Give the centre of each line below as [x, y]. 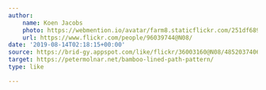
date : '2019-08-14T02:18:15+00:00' [67, 45]
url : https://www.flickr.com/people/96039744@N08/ [108, 37]
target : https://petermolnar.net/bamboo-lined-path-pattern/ [111, 60]
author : [21, 15]
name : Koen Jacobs [53, 23]
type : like [26, 67]
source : [21, 52]
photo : [33, 30]
